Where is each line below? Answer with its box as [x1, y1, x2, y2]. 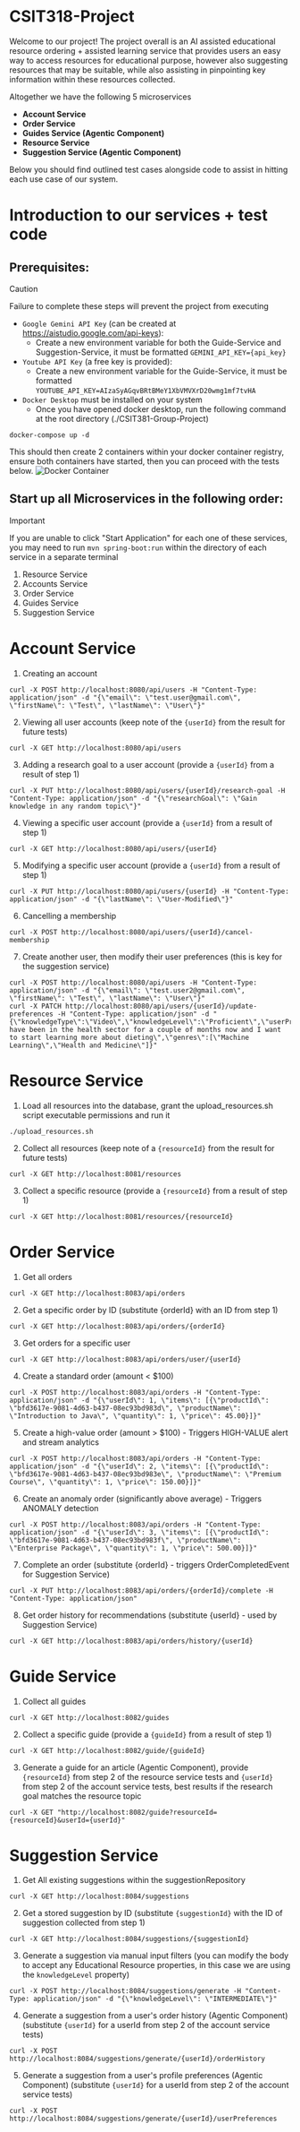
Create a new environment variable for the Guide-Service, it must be [35, 365, 287, 376]
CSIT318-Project [9, 6, 136, 27]
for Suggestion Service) [21, 1569, 110, 1579]
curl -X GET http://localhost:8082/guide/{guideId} [9, 1746, 205, 1755]
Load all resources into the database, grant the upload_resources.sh [21, 1100, 274, 1111]
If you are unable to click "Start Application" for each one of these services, [9, 532, 287, 543]
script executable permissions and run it [21, 1109, 171, 1121]
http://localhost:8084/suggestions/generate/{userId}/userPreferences [9, 2114, 278, 2124]
